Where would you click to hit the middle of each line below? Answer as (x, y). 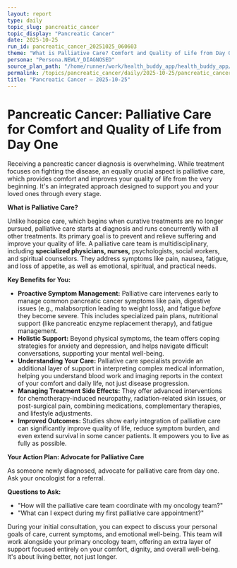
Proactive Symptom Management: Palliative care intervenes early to (118, 294)
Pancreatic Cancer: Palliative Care (109, 114)
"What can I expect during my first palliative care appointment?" (111, 513)
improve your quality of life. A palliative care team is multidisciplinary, (108, 243)
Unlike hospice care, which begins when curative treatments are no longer (115, 221)
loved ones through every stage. (54, 194)
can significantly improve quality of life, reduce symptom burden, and (119, 428)
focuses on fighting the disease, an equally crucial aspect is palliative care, (116, 171)
